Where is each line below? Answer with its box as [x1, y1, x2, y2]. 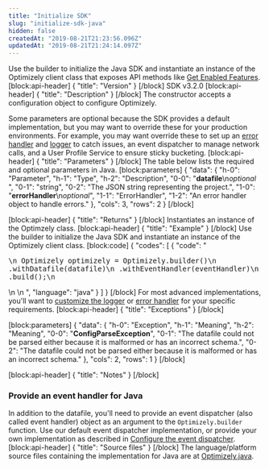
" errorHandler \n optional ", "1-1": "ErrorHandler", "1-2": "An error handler [8, 191, 247, 201]
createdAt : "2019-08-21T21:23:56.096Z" [8, 34, 143, 43]
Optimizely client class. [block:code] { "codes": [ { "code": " [8, 241, 207, 251]
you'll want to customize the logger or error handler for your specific [8, 296, 236, 306]
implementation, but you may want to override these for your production [8, 122, 248, 132]
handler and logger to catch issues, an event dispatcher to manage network [8, 139, 260, 149]
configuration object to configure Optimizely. [8, 98, 157, 108]
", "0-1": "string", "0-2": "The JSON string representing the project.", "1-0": [8, 182, 255, 192]
